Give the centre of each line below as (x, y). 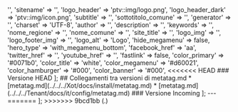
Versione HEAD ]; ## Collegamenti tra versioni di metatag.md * (100, 78)
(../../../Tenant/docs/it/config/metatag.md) (69, 93)
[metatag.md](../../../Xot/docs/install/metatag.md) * (82, 86)
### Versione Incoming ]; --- (174, 93)
